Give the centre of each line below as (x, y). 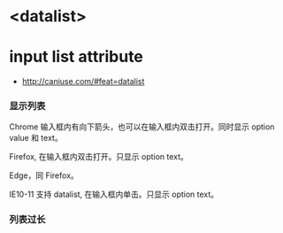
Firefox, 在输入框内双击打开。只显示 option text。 (99, 157)
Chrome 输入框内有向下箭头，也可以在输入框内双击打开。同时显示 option (142, 127)
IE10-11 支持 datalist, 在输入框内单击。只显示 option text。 (114, 194)
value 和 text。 (36, 138)
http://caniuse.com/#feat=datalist (83, 82)
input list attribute (76, 57)
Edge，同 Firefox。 (44, 175)
